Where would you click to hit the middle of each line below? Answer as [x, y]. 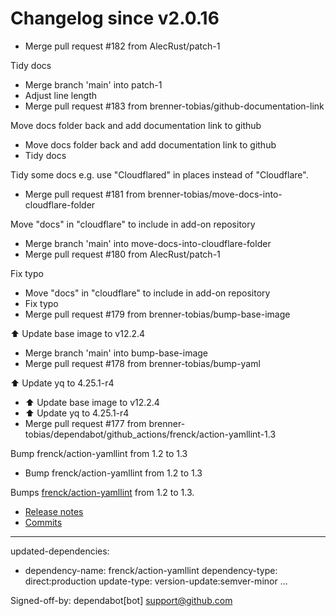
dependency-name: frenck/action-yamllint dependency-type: [151, 570]
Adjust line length [61, 95]
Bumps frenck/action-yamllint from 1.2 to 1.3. [102, 492]
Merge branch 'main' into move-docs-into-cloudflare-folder [148, 243]
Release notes [54, 511]
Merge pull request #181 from [85, 194]
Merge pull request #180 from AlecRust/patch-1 [122, 254]
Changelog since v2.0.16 [115, 18]
